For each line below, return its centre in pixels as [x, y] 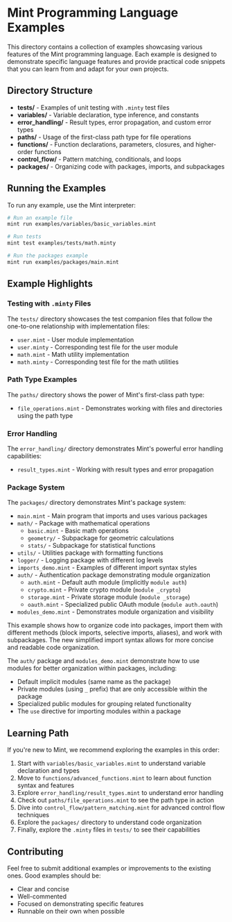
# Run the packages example [48, 256]
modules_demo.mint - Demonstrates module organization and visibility [115, 612]
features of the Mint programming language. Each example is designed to [112, 54]
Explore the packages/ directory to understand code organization [109, 822]
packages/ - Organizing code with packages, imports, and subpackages [121, 166]
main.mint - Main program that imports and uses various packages [112, 516]
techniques [33, 815]
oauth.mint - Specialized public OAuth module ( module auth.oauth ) [123, 605]
